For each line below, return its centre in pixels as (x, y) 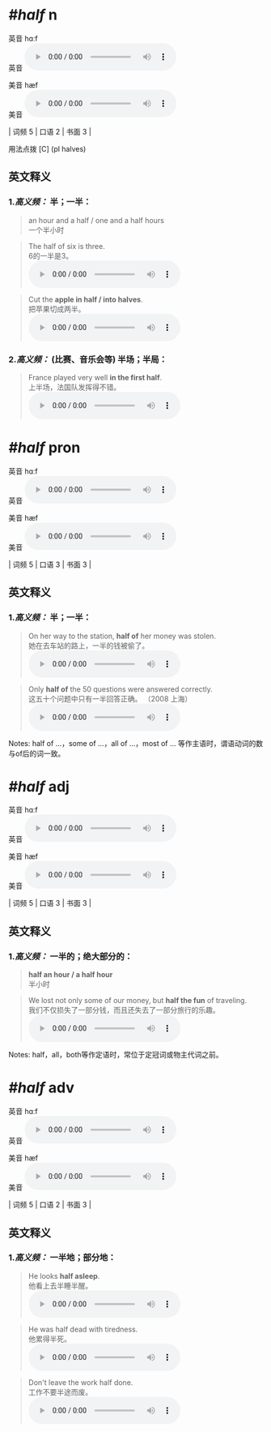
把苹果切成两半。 (57, 309)
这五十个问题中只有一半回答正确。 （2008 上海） (110, 698)
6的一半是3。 (51, 255)
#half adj (39, 786)
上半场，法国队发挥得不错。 (74, 387)
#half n (33, 15)
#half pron (44, 448)
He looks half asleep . (64, 1276)
